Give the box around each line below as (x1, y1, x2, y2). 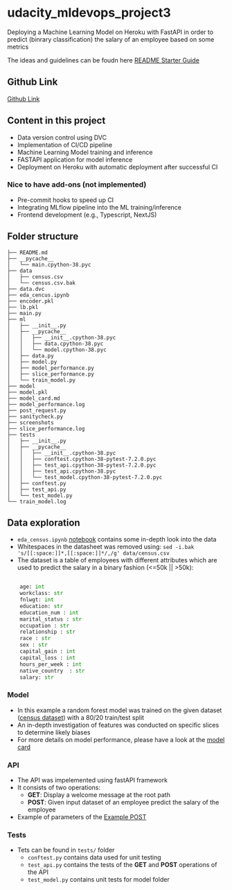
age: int (19, 583, 45, 591)
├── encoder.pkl (7, 297, 54, 305)
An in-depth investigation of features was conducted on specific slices (17, 721, 220, 729)
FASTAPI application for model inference (17, 155, 133, 164)
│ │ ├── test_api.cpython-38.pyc (7, 467, 116, 475)
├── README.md (7, 249, 48, 256)
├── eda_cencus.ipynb (7, 292, 70, 299)
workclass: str (19, 590, 64, 597)
